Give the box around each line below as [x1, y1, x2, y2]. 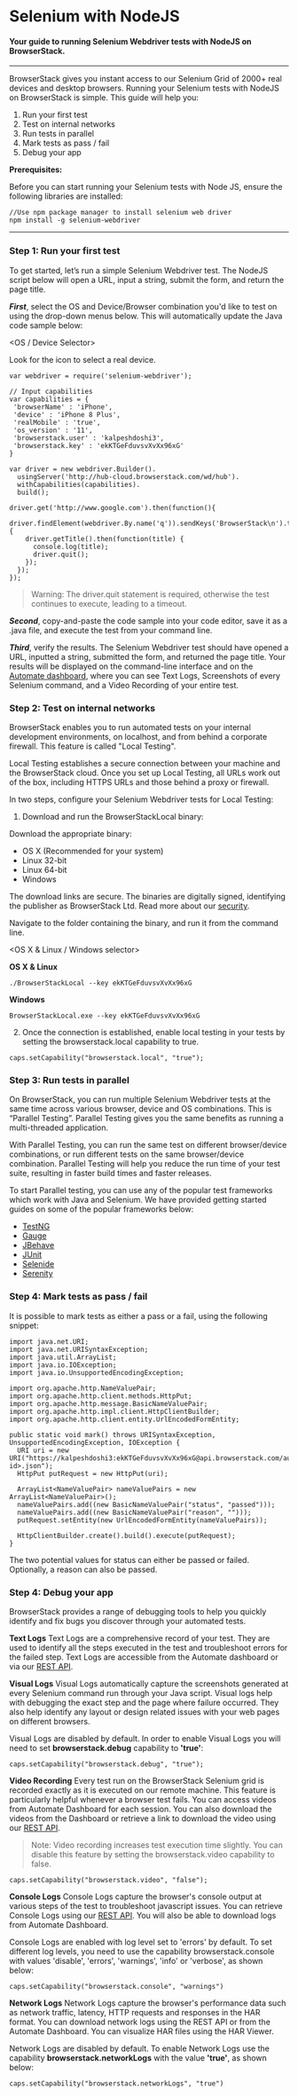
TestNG [21, 1221, 51, 1232]
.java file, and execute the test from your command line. [9, 624, 213, 635]
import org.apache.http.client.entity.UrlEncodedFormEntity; [9, 1415, 240, 1424]
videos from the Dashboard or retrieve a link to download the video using [9, 1812, 277, 1824]
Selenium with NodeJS [9, 6, 180, 27]
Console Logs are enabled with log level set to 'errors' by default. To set [9, 1936, 272, 1947]
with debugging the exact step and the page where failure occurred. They [9, 1697, 279, 1708]
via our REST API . [9, 1661, 74, 1671]
